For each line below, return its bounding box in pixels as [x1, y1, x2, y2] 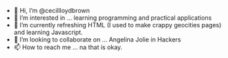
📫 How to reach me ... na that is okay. [13, 43, 123, 51]
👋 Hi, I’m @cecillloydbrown [13, 7, 91, 14]
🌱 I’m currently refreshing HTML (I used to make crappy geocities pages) [13, 21, 222, 29]
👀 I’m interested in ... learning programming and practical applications [13, 14, 212, 22]
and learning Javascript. [13, 28, 83, 36]
